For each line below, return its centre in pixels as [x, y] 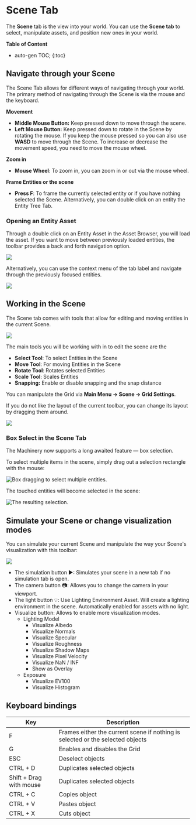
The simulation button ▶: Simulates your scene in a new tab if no [92, 572]
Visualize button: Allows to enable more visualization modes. [87, 612]
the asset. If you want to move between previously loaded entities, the [90, 240]
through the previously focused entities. [54, 275]
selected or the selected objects [103, 740]
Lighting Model [41, 619]
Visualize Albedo [52, 625]
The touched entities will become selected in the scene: [73, 491]
